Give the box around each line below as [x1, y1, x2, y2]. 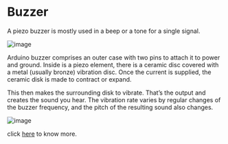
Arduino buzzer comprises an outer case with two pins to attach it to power [7, 53, 220, 62]
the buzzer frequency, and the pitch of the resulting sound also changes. [7, 103, 214, 111]
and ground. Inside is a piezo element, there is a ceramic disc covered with [7, 60, 219, 69]
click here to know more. [7, 130, 78, 138]
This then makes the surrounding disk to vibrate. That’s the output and [7, 88, 206, 97]
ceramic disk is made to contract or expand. [7, 75, 132, 83]
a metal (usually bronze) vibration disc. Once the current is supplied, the [7, 68, 212, 76]
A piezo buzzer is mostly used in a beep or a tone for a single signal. [7, 27, 201, 35]
